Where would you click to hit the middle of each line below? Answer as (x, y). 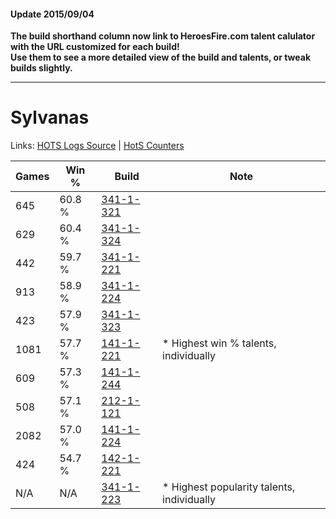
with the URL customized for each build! (95, 47)
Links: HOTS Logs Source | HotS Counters (97, 146)
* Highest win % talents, (219, 343)
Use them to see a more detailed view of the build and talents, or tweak (161, 57)
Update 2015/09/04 (52, 14)
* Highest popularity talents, (229, 487)
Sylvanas (50, 117)
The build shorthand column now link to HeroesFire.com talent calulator (163, 36)
